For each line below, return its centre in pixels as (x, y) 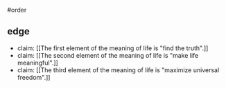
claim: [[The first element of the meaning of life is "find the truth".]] (113, 48)
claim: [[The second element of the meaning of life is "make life (108, 55)
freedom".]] (34, 77)
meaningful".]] (38, 63)
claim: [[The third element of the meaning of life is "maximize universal (118, 70)
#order (17, 10)
